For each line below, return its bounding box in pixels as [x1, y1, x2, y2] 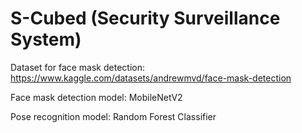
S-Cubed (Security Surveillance [10, 7, 281, 30]
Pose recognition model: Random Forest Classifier [10, 110, 217, 122]
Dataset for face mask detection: [10, 61, 145, 73]
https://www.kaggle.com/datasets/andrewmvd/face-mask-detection [10, 72, 292, 84]
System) [10, 28, 82, 51]
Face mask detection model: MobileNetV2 [10, 91, 183, 103]
